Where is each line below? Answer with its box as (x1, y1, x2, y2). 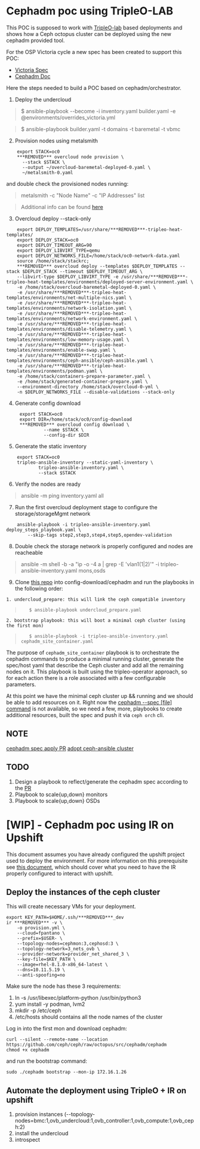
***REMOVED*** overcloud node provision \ (17, 154, 124, 160)
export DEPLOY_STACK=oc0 (17, 237, 79, 243)
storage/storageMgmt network (14, 510, 91, 517)
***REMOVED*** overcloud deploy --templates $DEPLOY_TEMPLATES (17, 263, 178, 269)
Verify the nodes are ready (14, 480, 81, 488)
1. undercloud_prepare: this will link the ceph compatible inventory (6, 596, 186, 603)
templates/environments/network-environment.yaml (6, 316, 133, 322)
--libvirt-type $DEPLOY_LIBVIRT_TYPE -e (17, 274, 119, 280)
